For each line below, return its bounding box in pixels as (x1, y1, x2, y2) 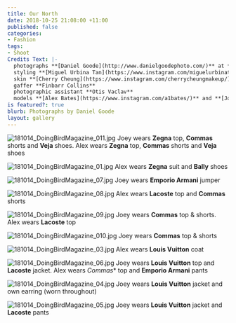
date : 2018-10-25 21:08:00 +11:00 (7, 17, 109, 24)
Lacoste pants (7, 308, 49, 316)
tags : (7, 43, 23, 50)
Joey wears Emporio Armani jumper (114, 176, 221, 184)
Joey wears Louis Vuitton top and (115, 259, 215, 267)
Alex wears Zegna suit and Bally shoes (114, 162, 228, 170)
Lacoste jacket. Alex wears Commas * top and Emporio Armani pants (7, 266, 209, 274)
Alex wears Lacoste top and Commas (115, 189, 226, 198)
